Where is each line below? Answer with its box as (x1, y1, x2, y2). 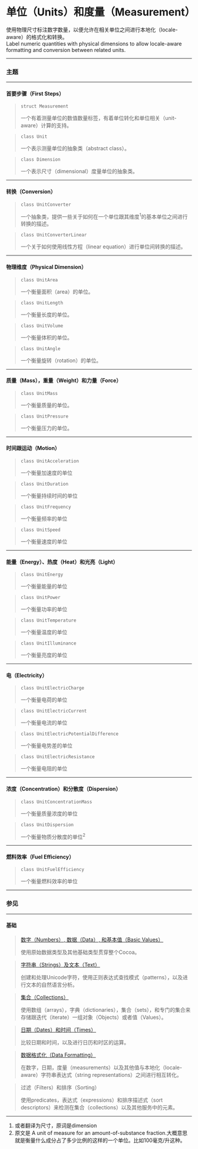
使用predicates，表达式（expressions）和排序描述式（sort (20, 1096, 163, 1103)
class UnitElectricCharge (20, 685, 84, 691)
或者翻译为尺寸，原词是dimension (14, 1122, 97, 1129)
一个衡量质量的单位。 (20, 402, 72, 409)
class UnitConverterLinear (20, 232, 87, 238)
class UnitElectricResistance (20, 754, 95, 760)
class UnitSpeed (20, 527, 61, 533)
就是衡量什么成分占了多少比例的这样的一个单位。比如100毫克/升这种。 (14, 1137, 186, 1144)
